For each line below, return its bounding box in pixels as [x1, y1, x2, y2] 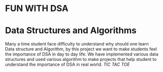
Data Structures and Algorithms [5, 25, 137, 36]
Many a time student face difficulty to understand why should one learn [5, 41, 149, 47]
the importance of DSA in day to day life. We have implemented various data [5, 51, 159, 57]
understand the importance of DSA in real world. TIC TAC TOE [5, 61, 130, 68]
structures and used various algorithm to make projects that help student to [5, 57, 157, 62]
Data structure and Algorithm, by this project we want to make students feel [5, 46, 157, 52]
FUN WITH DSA [5, 3, 69, 14]
